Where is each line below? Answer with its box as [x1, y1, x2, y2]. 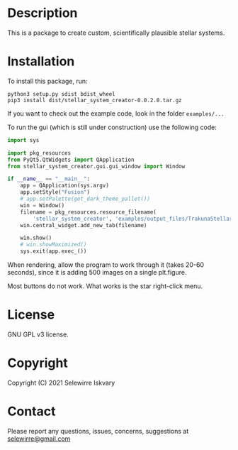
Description [7, 5, 78, 21]
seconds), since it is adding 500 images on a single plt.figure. [7, 268, 187, 276]
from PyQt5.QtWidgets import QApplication [7, 156, 135, 163]
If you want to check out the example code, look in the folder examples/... [7, 109, 225, 118]
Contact [7, 403, 56, 419]
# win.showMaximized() [20, 241, 87, 248]
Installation [7, 53, 75, 70]
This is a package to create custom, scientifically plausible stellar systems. [7, 28, 225, 37]
